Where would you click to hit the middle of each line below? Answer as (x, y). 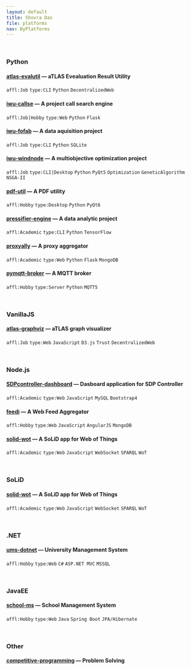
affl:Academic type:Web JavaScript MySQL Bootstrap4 (72, 398)
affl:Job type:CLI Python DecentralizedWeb (60, 90)
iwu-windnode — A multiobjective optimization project (77, 158)
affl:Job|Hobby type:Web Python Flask (54, 118)
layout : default (27, 12)
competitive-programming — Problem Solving (65, 661)
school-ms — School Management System (61, 605)
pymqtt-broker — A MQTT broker (49, 273)
